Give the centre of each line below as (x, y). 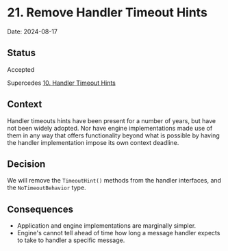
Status (22, 53)
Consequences (40, 209)
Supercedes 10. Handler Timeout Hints (62, 83)
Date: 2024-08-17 (33, 31)
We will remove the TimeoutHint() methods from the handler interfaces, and (114, 181)
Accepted (21, 69)
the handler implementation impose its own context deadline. (93, 142)
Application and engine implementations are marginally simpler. (106, 226)
